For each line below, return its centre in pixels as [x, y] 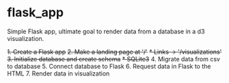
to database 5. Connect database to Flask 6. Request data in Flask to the [109, 66]
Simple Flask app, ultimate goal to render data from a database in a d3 [106, 31]
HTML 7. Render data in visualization [58, 73]
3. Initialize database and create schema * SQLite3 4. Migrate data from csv [114, 59]
